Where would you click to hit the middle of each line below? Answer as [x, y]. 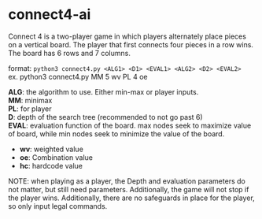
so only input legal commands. [58, 206]
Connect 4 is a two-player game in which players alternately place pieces [127, 36]
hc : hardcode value [51, 165]
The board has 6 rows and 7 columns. [70, 53]
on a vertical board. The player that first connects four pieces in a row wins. [131, 44]
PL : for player [30, 109]
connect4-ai [50, 15]
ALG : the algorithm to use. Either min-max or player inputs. [103, 91]
